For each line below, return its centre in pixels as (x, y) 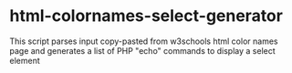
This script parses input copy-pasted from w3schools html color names (144, 41)
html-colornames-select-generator (146, 16)
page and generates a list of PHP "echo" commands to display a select (142, 50)
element (25, 60)
